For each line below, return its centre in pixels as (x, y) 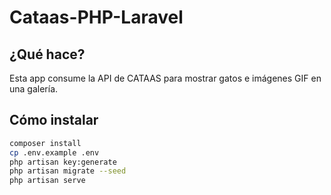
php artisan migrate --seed (68, 171)
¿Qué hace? (47, 54)
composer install (45, 143)
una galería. (34, 89)
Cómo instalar (54, 120)
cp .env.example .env (54, 152)
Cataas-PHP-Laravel (96, 17)
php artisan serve (47, 181)
